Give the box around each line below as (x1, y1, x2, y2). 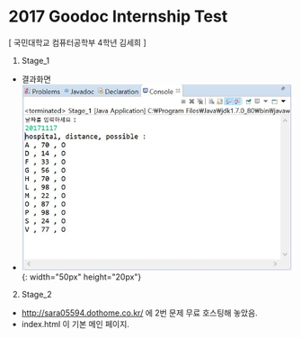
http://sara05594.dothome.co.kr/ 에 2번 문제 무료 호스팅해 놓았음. (21, 307, 258, 318)
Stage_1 (21, 55, 50, 66)
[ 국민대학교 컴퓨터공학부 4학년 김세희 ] (8, 37, 147, 48)
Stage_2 (21, 289, 52, 300)
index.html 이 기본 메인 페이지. (21, 319, 129, 330)
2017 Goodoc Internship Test (8, 6, 228, 27)
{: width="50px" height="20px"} (21, 271, 142, 282)
